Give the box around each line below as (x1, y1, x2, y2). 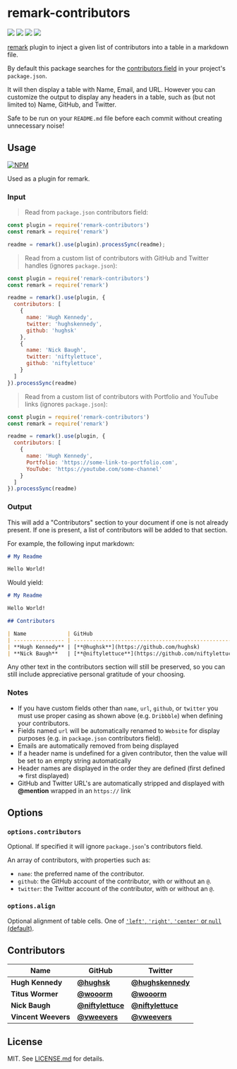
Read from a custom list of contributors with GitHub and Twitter (24, 253, 209, 262)
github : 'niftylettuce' (25, 360, 97, 367)
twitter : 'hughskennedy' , (25, 320, 102, 328)
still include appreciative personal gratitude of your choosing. (7, 670, 186, 679)
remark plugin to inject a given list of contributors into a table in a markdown (7, 42, 229, 51)
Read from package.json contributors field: (24, 208, 148, 217)
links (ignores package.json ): (24, 400, 108, 408)
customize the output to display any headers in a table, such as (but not (7, 92, 216, 101)
